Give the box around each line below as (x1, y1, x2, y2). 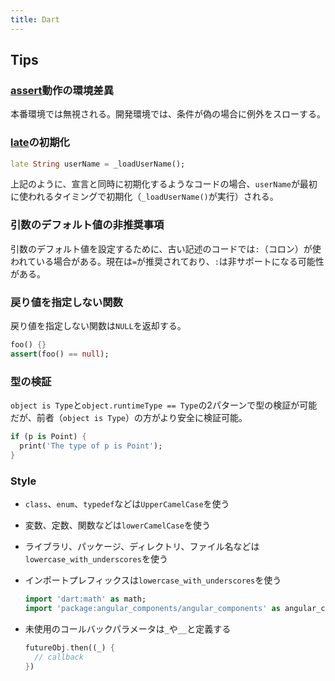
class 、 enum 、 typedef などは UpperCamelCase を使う (24, 498, 230, 510)
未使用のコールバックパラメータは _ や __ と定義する (24, 622, 232, 635)
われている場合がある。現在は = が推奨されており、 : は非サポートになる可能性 (10, 255, 325, 267)
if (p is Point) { (10, 432, 87, 442)
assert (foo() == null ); (10, 349, 110, 359)
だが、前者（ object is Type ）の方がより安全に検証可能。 (10, 412, 248, 424)
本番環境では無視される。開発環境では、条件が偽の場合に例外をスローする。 (10, 108, 326, 120)
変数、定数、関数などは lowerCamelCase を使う (24, 519, 212, 531)
